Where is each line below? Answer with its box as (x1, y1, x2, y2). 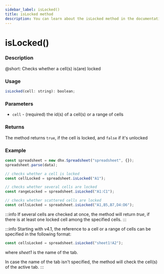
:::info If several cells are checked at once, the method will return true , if (5, 211, 150, 217)
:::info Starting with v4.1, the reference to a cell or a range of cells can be (5, 226, 151, 232)
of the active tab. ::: (5, 264, 44, 270)
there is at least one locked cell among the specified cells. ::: (5, 216, 127, 222)
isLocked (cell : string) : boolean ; (5, 89, 76, 94)
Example (5, 147, 26, 154)
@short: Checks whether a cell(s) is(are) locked (5, 65, 101, 71)
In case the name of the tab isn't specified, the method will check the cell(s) (5, 259, 158, 265)
